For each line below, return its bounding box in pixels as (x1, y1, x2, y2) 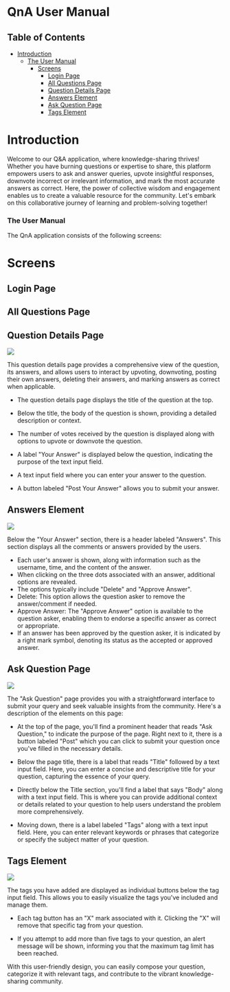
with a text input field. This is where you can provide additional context (16, 793, 218, 801)
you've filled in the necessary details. (16, 744, 123, 752)
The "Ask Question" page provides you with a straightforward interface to (7, 695, 215, 703)
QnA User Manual (7, 4, 110, 20)
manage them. (7, 901, 48, 909)
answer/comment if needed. (16, 599, 97, 608)
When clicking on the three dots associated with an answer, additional (16, 570, 215, 578)
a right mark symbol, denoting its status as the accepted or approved (16, 636, 213, 644)
